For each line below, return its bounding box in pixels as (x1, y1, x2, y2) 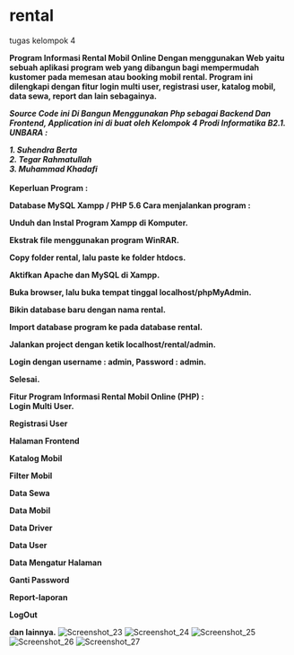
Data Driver (9, 522, 53, 533)
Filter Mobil (9, 470, 53, 481)
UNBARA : (9, 127, 48, 137)
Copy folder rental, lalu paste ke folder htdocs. (9, 252, 186, 263)
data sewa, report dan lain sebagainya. (9, 91, 158, 101)
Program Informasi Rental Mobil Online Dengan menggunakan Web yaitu (9, 52, 285, 63)
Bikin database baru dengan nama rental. (9, 304, 166, 315)
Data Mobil (9, 504, 51, 516)
